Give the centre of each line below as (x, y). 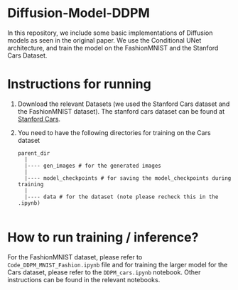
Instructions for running (79, 84)
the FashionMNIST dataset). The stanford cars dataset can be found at (121, 111)
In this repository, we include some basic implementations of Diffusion (110, 33)
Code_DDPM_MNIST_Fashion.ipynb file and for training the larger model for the (118, 264)
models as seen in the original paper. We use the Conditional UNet (104, 40)
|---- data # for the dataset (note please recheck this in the (121, 197)
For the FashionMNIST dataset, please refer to (75, 257)
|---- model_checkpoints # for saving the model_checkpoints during (128, 178)
